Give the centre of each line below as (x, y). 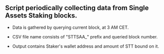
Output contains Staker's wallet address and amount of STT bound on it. (85, 46)
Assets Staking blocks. (41, 16)
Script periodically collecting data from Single (77, 8)
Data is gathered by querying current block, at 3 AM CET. (70, 27)
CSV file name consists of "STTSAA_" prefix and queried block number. (85, 36)
